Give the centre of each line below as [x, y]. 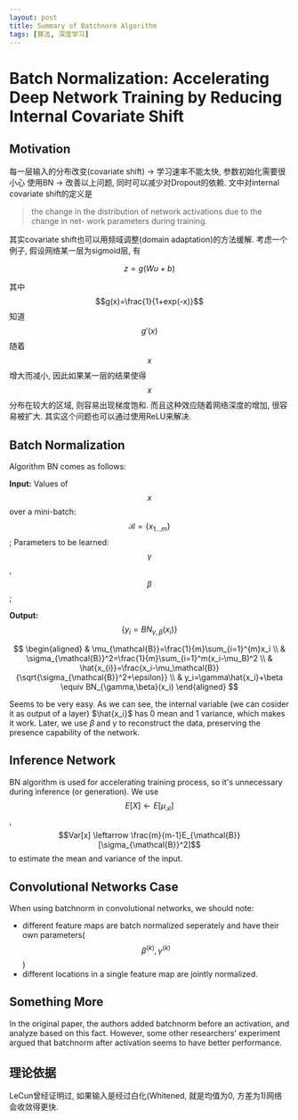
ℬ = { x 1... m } [149, 527]
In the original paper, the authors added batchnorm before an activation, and [149, 1024]
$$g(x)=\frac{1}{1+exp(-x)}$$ [149, 302]
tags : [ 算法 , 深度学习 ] [49, 34]
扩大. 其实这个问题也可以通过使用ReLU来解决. [108, 417]
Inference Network [62, 761]
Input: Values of [39, 484]
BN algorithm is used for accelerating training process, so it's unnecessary [146, 782]
